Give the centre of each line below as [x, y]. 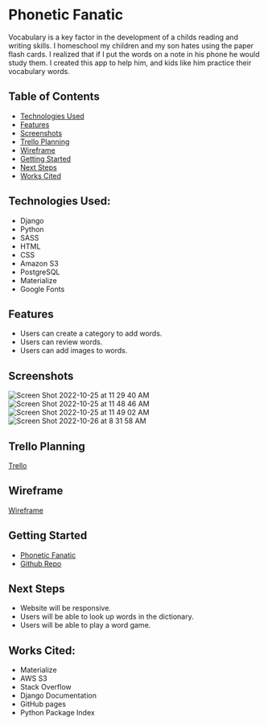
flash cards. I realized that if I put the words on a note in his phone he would [134, 54]
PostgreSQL [40, 272]
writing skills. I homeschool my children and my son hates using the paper [131, 45]
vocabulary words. [39, 71]
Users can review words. [61, 342]
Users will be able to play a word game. [85, 625]
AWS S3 [34, 678]
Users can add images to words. [74, 351]
